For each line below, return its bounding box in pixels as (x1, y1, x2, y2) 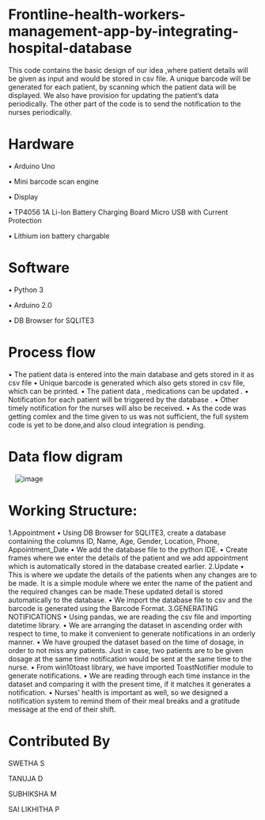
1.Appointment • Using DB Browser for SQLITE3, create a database (8, 528, 227, 537)
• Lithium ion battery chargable (8, 231, 110, 241)
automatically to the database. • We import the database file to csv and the (8, 595, 253, 605)
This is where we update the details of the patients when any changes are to (8, 570, 257, 579)
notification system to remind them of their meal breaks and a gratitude (8, 696, 240, 705)
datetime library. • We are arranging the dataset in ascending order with (8, 620, 243, 630)
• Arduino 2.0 (8, 300, 53, 309)
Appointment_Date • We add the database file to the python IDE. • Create (8, 545, 248, 554)
